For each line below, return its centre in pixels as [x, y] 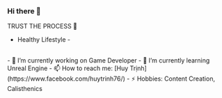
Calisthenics [25, 89]
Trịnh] [138, 68]
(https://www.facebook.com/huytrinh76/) [66, 79]
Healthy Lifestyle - [44, 40]
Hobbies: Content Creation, [176, 79]
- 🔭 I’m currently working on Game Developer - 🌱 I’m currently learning [109, 60]
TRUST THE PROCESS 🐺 [42, 26]
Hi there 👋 [24, 11]
